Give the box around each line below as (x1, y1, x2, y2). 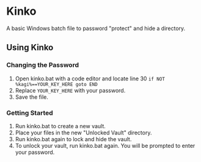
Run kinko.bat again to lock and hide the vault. (15, 135, 132, 142)
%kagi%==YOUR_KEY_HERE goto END (15, 81, 98, 87)
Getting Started (6, 109, 53, 117)
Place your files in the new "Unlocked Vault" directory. (15, 129, 152, 136)
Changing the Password (6, 61, 79, 69)
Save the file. (15, 93, 49, 101)
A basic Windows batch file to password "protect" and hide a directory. (6, 25, 186, 32)
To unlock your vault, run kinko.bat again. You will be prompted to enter (15, 142, 196, 149)
